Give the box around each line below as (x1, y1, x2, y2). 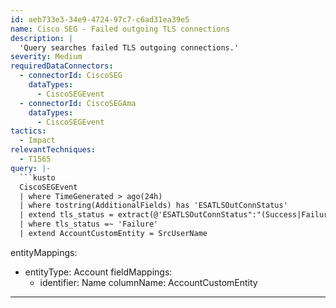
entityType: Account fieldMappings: (24, 266, 173, 278)
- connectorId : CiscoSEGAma (19, 98, 137, 108)
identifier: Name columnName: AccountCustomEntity (39, 276, 258, 288)
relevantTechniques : (10, 145, 97, 155)
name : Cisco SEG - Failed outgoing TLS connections (10, 24, 230, 34)
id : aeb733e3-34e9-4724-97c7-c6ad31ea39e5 (10, 14, 190, 25)
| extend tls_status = (19, 210, 114, 220)
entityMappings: (10, 246, 78, 258)
